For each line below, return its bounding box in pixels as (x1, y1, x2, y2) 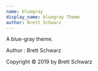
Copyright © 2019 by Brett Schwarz (6, 58, 93, 65)
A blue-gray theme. (6, 36, 53, 43)
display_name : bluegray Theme (6, 14, 80, 20)
